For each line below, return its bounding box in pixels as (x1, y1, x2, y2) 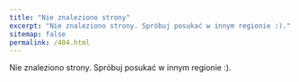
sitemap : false (9, 29, 66, 38)
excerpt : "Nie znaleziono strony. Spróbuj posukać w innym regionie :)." (9, 21, 292, 30)
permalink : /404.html (9, 37, 91, 47)
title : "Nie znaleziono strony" (9, 12, 130, 22)
